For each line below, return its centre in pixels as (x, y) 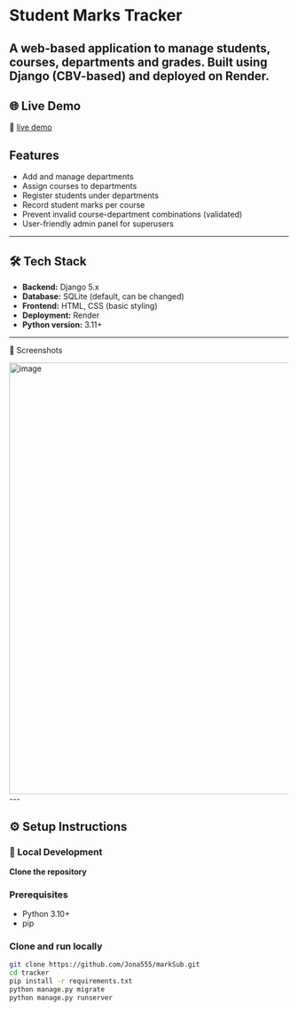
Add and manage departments (78, 177)
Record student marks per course (83, 205)
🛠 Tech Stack (48, 261)
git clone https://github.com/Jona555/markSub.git (105, 965)
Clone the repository (48, 872)
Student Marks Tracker (96, 16)
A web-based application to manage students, (140, 48)
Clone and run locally (56, 946)
